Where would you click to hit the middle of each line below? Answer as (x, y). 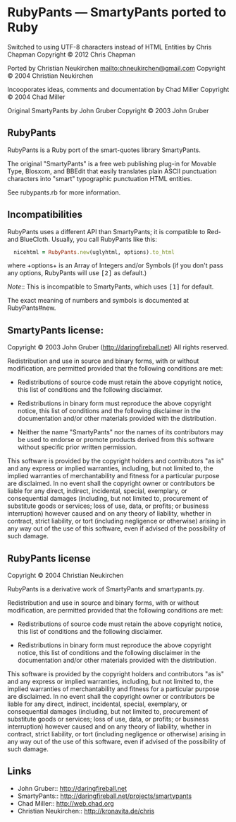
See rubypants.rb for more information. (64, 192)
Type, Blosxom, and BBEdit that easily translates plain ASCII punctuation (112, 171)
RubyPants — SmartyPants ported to (117, 12)
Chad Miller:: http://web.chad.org (66, 803)
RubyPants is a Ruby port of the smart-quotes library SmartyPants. (104, 150)
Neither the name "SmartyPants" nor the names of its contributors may (120, 432)
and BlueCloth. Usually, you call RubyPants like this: (82, 239)
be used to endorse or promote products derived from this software (116, 440)
